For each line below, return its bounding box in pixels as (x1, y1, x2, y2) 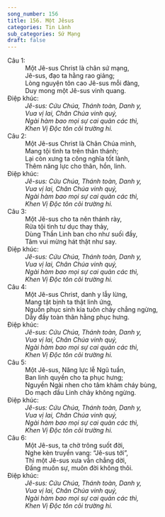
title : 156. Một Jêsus (7, 17, 74, 24)
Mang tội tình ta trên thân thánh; (25, 147, 119, 156)
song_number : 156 (7, 10, 59, 18)
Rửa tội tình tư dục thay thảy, (25, 222, 109, 231)
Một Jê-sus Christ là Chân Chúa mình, (25, 139, 137, 148)
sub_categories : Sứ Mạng (7, 30, 81, 38)
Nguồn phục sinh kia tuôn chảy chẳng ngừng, (25, 305, 158, 314)
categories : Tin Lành (7, 23, 72, 31)
